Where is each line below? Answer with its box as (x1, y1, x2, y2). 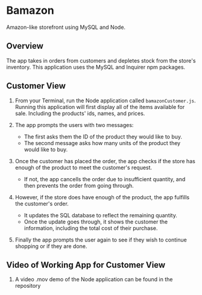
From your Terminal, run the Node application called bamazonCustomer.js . (14, 97, 196, 104)
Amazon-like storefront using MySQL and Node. (6, 23, 125, 31)
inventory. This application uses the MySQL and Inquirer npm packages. (6, 63, 186, 70)
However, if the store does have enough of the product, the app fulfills (14, 193, 190, 200)
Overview (6, 41, 44, 51)
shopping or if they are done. (14, 242, 87, 250)
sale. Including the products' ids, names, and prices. (14, 110, 145, 117)
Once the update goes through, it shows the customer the (24, 218, 168, 225)
